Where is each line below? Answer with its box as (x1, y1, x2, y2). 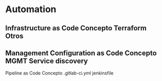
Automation (5, 4, 57, 15)
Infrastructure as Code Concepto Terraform (5, 24, 147, 32)
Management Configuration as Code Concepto (5, 49, 157, 57)
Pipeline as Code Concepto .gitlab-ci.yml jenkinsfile (5, 70, 114, 76)
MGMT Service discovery (5, 57, 88, 65)
